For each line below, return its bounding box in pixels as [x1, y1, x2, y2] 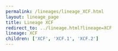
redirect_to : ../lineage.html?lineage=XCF [5, 25, 112, 31]
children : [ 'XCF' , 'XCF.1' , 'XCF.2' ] [5, 36, 99, 42]
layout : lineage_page [5, 14, 59, 20]
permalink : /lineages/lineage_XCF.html [5, 8, 104, 15]
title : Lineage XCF [5, 19, 54, 25]
